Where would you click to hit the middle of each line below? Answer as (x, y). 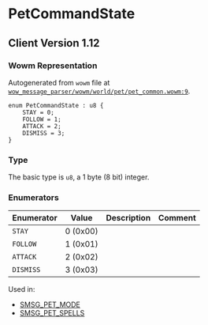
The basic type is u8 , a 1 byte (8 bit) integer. (79, 177)
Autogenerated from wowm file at (59, 82)
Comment (177, 218)
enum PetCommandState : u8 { (56, 105)
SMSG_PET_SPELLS (52, 313)
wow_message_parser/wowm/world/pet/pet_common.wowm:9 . (99, 91)
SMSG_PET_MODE (50, 304)
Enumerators (33, 198)
